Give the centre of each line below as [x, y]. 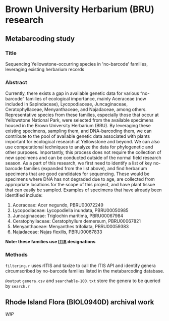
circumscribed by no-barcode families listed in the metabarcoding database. [85, 271]
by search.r [18, 286]
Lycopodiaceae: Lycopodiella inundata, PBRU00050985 [70, 210]
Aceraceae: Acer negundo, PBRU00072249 [58, 205]
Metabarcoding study [40, 39]
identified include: [24, 195]
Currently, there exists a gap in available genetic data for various [72, 93]
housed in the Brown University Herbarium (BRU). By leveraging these [78, 126]
